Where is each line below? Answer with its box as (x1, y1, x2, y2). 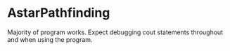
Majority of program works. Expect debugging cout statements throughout (7, 28, 224, 36)
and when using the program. (7, 35, 93, 43)
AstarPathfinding (7, 5, 110, 21)
